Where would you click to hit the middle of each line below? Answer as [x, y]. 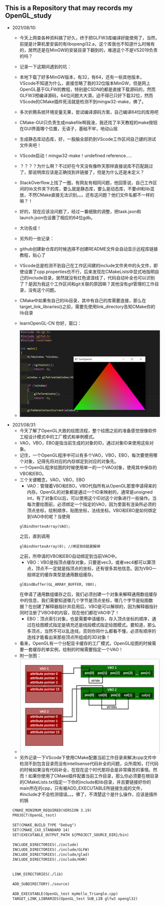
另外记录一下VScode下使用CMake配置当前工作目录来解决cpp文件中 [88, 757]
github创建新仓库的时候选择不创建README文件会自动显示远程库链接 [89, 249]
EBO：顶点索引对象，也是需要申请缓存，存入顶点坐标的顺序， [89, 619]
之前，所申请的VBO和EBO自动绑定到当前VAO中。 [69, 556]
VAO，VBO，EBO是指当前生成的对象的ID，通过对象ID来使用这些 [84, 443]
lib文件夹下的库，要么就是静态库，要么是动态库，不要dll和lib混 [91, 189]
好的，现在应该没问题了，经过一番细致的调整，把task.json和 [80, 211]
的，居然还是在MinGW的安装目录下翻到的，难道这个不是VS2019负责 [89, 50]
